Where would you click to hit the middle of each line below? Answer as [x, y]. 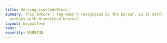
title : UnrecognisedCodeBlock [37, 10]
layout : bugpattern [25, 23]
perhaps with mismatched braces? [44, 19]
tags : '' [14, 28]
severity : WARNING [24, 33]
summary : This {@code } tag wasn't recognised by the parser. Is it [78, 14]
